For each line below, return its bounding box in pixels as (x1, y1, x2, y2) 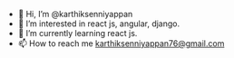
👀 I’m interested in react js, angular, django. (17, 18, 180, 29)
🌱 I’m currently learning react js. (17, 28, 138, 38)
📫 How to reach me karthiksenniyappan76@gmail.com (17, 38, 225, 49)
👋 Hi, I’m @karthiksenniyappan (17, 9, 133, 19)
